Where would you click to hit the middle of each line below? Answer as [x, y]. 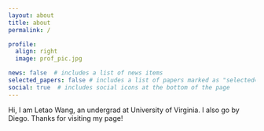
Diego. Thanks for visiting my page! [66, 118]
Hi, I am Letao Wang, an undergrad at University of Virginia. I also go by [124, 110]
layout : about [31, 15]
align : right [37, 52]
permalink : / [29, 30]
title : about [29, 23]
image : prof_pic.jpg [49, 59]
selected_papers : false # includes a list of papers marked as [114, 80]
